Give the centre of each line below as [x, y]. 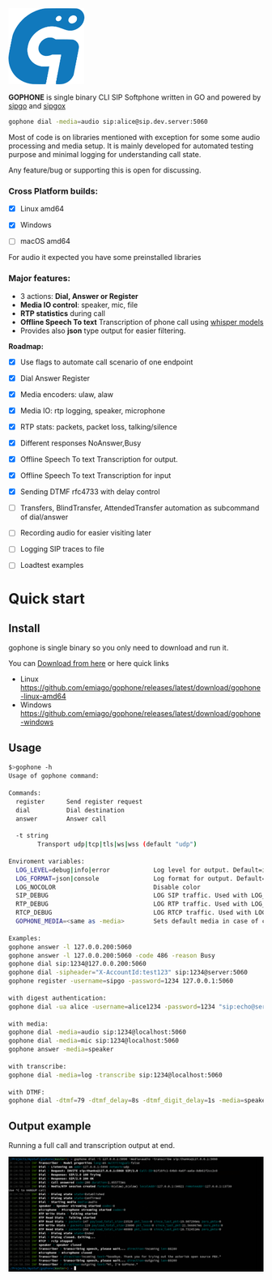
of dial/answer [44, 517]
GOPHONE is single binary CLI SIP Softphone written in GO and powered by [135, 97]
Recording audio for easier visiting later [85, 533]
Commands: [25, 793]
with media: [28, 1024]
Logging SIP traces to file [62, 549]
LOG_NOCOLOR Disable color [108, 887]
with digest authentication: [57, 998]
